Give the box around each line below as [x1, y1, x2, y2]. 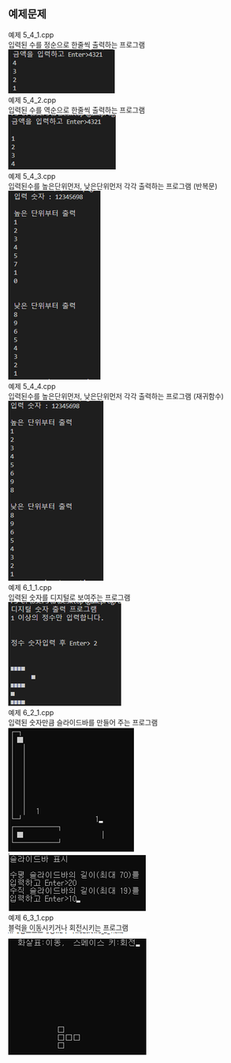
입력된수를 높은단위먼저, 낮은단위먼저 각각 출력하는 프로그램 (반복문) [8, 181, 218, 191]
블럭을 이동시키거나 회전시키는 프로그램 [8, 922, 129, 932]
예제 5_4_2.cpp [8, 95, 57, 104]
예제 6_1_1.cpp [8, 582, 53, 592]
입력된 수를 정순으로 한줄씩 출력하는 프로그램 [8, 40, 146, 49]
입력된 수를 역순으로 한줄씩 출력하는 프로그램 [8, 105, 146, 115]
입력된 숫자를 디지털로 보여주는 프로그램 [8, 592, 131, 602]
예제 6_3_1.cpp [8, 913, 54, 922]
